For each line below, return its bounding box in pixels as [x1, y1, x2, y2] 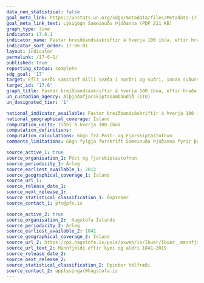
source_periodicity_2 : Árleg [6, 222, 80, 228]
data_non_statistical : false [6, 9, 80, 15]
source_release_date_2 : [6, 250, 67, 257]
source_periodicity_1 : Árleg [6, 160, 80, 167]
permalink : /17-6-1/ [6, 54, 59, 60]
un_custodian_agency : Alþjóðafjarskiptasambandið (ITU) [6, 94, 151, 100]
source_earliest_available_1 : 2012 [6, 166, 97, 172]
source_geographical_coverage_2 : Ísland [6, 234, 110, 240]
